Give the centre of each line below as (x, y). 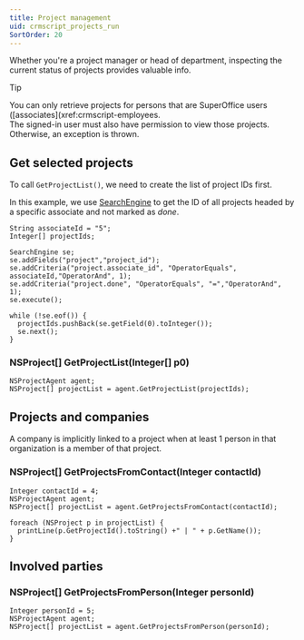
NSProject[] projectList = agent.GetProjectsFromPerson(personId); (140, 627)
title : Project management (60, 18)
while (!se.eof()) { (49, 316)
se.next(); (38, 332)
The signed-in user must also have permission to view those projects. (140, 124)
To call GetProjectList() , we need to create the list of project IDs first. (141, 185)
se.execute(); (36, 300)
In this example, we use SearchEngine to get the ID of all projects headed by (152, 202)
